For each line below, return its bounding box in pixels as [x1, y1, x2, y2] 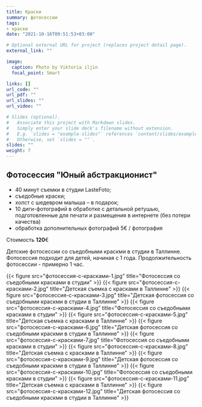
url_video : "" [6, 103, 42, 109]
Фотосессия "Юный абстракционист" [6, 170, 158, 180]
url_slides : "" [6, 98, 44, 104]
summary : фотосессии [6, 14, 58, 21]
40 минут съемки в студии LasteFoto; [14, 186, 111, 193]
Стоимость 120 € [6, 236, 49, 243]
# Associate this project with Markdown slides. [6, 119, 136, 125]
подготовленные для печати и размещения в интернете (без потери [14, 212, 191, 219]
